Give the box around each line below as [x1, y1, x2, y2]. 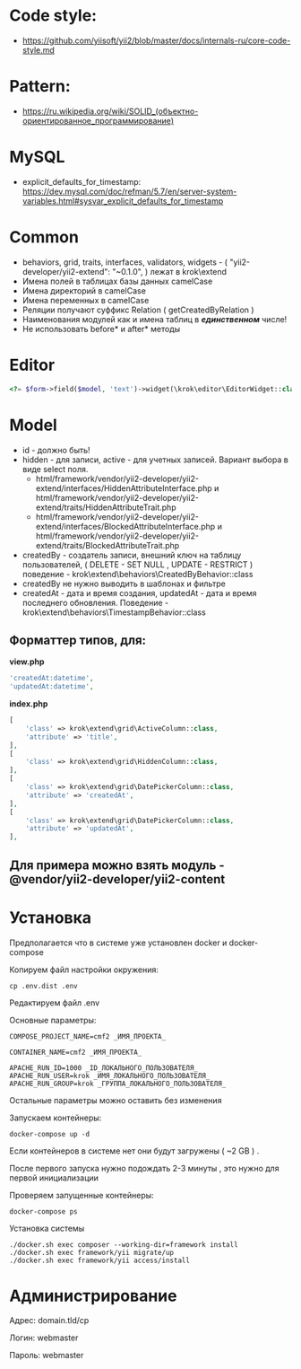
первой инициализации [9, 1172, 99, 1183]
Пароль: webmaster [9, 1350, 84, 1361]
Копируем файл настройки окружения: [9, 964, 159, 975]
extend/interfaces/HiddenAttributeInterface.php [35, 482, 212, 494]
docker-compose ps [9, 1207, 78, 1216]
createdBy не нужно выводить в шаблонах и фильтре [21, 578, 227, 589]
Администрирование [9, 1286, 177, 1306]
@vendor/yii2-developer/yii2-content [9, 872, 226, 887]
